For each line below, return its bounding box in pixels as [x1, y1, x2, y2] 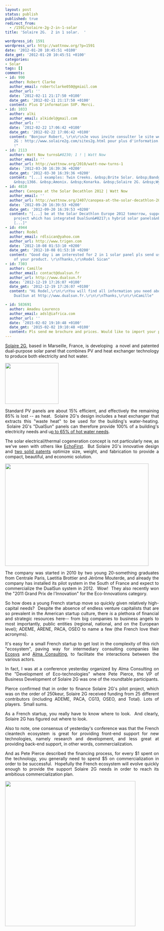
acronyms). [5, 631, 28, 637]
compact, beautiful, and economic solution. [5, 454, 93, 460]
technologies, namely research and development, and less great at [5, 736, 159, 741]
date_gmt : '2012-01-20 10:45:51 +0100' [5, 52, 86, 57]
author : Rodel [9, 229, 38, 235]
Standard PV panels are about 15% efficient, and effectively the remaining [5, 408, 159, 414]
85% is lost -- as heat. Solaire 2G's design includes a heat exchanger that [5, 413, 159, 419]
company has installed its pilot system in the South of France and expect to [5, 580, 159, 586]
